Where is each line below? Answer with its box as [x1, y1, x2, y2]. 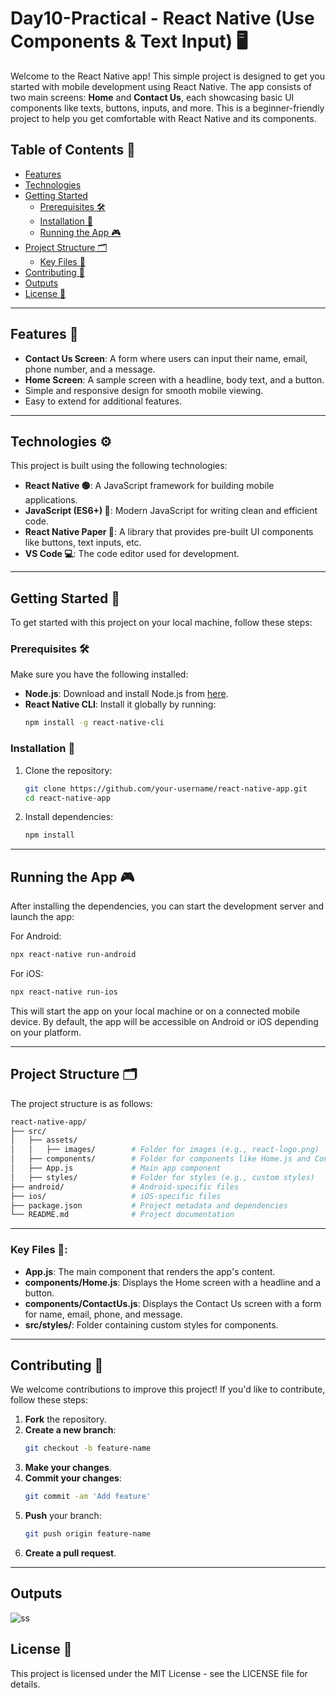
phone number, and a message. [24, 363, 156, 375]
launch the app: [10, 911, 75, 923]
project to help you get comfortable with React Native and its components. [10, 112, 317, 124]
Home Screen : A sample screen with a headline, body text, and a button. [24, 373, 325, 386]
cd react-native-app [24, 793, 111, 803]
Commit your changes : [24, 1472, 122, 1484]
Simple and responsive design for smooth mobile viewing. [24, 384, 264, 396]
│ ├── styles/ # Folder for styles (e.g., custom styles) [10, 1172, 315, 1182]
